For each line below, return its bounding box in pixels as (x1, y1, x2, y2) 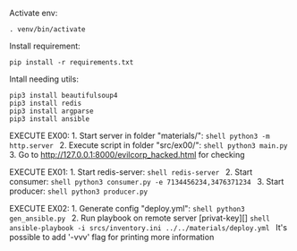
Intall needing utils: (9, 74, 79, 84)
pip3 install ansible (9, 115, 90, 124)
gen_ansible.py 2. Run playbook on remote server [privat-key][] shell (9, 212, 270, 223)
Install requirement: (9, 40, 81, 51)
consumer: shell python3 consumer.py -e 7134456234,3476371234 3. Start (9, 177, 284, 186)
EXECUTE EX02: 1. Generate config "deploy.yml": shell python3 (9, 203, 245, 213)
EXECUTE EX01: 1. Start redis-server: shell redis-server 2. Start (9, 167, 253, 177)
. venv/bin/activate (9, 25, 87, 34)
